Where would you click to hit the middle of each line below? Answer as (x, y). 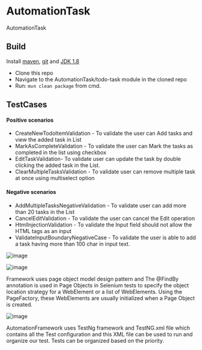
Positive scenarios (30, 120)
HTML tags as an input (43, 231)
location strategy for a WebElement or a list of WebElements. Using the (94, 292)
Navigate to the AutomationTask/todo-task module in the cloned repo (101, 79)
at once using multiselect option (55, 178)
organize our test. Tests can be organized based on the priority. (85, 340)
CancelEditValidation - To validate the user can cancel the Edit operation (105, 218)
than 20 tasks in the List (45, 211)
